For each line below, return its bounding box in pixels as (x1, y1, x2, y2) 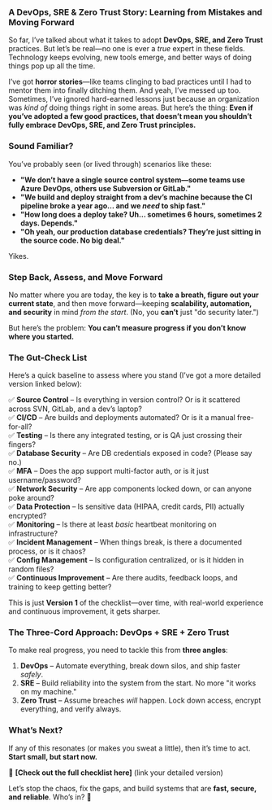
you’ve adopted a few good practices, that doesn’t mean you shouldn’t (8, 112, 253, 121)
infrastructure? (8, 528, 58, 539)
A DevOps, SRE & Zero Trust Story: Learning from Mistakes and (8, 7, 262, 18)
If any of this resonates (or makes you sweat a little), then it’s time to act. (8, 743, 251, 753)
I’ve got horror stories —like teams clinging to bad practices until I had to (8, 77, 252, 87)
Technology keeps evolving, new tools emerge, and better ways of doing (8, 52, 252, 63)
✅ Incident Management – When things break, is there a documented (8, 537, 242, 547)
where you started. (8, 331, 75, 341)
